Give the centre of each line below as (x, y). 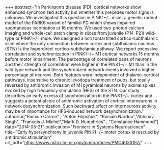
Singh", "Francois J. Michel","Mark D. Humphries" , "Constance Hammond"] (82, 122)
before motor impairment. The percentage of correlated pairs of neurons (79, 59)
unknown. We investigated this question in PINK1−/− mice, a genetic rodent (81, 17)
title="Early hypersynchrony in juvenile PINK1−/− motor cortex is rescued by (82, 132)
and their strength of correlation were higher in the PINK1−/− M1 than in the (81, 64)
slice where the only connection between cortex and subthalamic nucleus (80, 43)
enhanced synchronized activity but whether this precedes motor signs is (79, 12)
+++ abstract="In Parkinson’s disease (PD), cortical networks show (73, 7)
